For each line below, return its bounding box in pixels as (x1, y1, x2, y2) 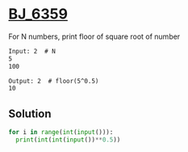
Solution (8, 107, 52, 120)
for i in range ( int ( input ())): (8, 129, 114, 137)
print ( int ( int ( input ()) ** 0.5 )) (15, 136, 121, 144)
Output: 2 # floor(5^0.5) (8, 77, 99, 85)
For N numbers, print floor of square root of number (8, 32, 181, 41)
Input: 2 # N (8, 47, 56, 55)
